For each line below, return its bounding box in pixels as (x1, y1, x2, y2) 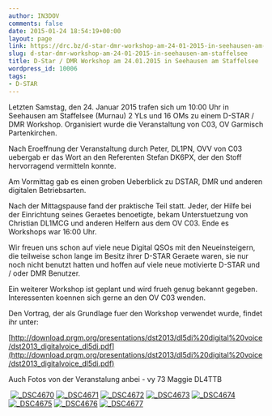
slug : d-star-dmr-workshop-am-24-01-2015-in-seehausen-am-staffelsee (8, 49, 249, 58)
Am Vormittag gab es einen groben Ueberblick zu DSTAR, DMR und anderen (8, 176, 263, 187)
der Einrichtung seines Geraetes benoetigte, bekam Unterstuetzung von (8, 209, 249, 219)
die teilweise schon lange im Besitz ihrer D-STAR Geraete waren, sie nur (8, 251, 249, 260)
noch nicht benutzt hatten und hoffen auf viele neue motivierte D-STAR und (8, 259, 261, 269)
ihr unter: (8, 317, 39, 327)
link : (8, 42, 27, 50)
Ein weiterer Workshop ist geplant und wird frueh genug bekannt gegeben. (8, 284, 257, 294)
